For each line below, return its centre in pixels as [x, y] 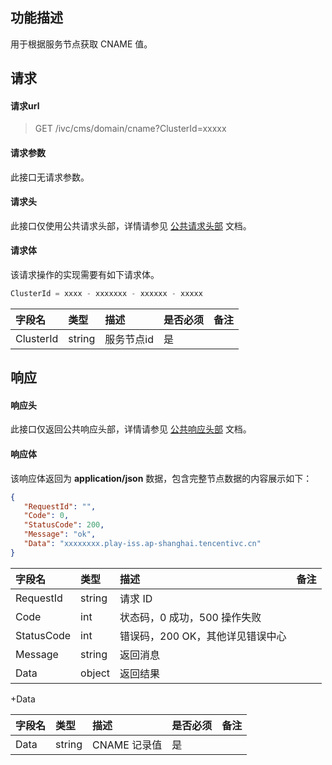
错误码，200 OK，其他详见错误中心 [203, 636]
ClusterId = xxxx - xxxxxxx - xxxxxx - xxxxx [106, 294]
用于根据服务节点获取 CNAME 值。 [81, 44]
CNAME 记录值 [127, 745]
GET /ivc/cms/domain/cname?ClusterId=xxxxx [130, 129]
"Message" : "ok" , [60, 534]
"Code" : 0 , [46, 516]
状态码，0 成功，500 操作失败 [190, 617]
